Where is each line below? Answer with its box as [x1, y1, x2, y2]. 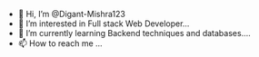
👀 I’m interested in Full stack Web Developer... [17, 18, 190, 29]
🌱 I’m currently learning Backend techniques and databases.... [17, 28, 252, 38]
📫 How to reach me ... [17, 38, 103, 49]
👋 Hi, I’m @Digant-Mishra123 [17, 9, 125, 19]
